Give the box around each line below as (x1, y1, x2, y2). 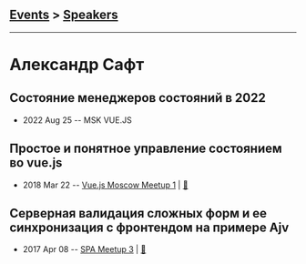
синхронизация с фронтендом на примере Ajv (9, 220, 290, 236)
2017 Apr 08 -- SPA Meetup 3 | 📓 (22, 244, 147, 255)
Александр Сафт (9, 55, 145, 75)
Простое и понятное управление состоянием (9, 141, 282, 157)
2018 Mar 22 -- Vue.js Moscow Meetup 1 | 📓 (22, 179, 189, 190)
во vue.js (9, 155, 63, 171)
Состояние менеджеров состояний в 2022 (9, 90, 266, 106)
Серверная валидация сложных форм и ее (9, 206, 267, 221)
